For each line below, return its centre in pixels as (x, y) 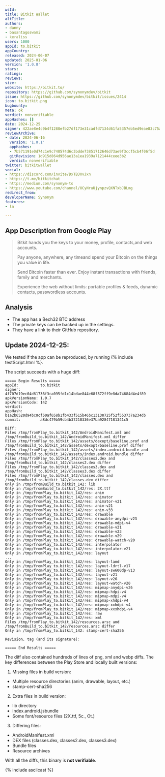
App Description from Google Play (58, 231)
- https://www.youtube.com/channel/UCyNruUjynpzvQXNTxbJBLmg (69, 188)
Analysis (19, 307)
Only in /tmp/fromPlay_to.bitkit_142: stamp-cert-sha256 (65, 630)
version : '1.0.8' (23, 64)
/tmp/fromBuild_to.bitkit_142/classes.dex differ (57, 480)
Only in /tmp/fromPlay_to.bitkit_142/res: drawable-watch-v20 (70, 540)
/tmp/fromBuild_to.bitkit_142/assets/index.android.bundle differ (74, 454)
